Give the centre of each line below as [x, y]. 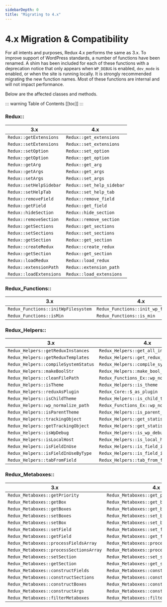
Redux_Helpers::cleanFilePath [43, 378]
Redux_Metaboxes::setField [40, 529]
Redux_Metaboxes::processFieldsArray [52, 543]
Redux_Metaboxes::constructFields [48, 570]
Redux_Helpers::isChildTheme [42, 399]
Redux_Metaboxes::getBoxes [40, 509]
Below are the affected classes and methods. [51, 94]
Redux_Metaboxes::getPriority [43, 495]
